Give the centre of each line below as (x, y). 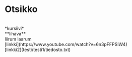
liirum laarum (18, 39)
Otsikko (21, 9)
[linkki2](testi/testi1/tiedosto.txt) (38, 49)
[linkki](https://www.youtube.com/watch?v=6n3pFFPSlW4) (66, 44)
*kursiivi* (14, 28)
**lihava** (15, 33)
